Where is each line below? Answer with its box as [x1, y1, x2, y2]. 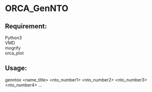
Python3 [5, 35, 22, 40]
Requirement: [5, 22, 47, 30]
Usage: [5, 64, 28, 72]
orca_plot [5, 50, 24, 56]
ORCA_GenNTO [5, 3, 69, 14]
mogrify [5, 45, 21, 51]
